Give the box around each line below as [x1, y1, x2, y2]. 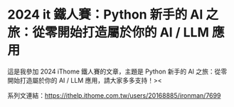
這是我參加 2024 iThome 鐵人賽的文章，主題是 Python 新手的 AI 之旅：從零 [7, 67, 228, 76]
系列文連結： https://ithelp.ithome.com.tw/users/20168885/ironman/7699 [7, 91, 221, 100]
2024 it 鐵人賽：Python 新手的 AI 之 [7, 6, 219, 23]
